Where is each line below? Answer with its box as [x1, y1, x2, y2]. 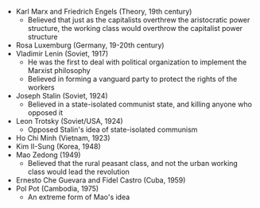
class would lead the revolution [27, 167, 130, 176]
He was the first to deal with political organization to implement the [27, 57, 247, 67]
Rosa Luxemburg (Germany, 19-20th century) [15, 40, 165, 50]
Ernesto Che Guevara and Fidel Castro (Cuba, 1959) [15, 175, 186, 185]
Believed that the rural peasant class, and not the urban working [27, 159, 239, 168]
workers [27, 83, 55, 92]
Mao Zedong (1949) [15, 150, 81, 160]
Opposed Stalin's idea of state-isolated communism [27, 125, 198, 134]
